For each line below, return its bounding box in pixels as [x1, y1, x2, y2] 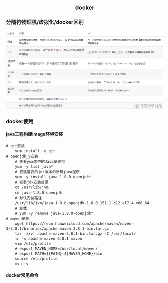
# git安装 [6, 143, 25, 148]
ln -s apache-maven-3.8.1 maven [15, 236, 82, 241]
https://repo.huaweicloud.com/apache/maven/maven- [26, 221, 134, 226]
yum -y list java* [15, 164, 53, 169]
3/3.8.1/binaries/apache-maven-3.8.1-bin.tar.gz [6, 226, 109, 231]
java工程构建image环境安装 [6, 131, 63, 137]
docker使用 [6, 118, 34, 125]
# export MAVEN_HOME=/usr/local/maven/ [15, 246, 98, 251]
